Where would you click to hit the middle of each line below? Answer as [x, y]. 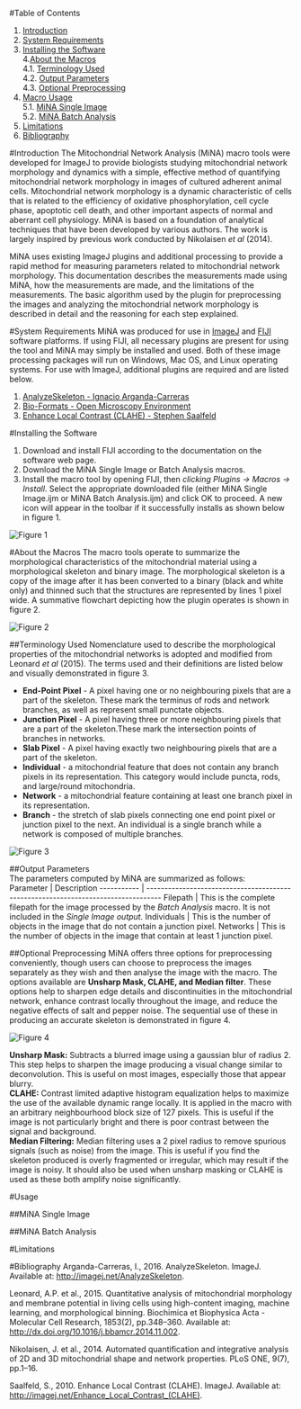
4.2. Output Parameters [66, 78]
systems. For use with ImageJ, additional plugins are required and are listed [149, 369]
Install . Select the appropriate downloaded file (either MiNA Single [145, 489]
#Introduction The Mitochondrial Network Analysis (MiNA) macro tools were [150, 153]
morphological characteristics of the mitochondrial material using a [133, 562]
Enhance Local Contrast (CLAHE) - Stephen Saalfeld [120, 416]
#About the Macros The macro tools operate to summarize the [125, 552]
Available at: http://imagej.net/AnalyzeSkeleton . [97, 1276]
